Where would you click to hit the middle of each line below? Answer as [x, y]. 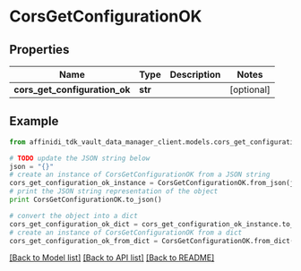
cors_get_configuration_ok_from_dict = [84, 241]
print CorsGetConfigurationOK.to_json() [86, 200]
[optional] [250, 89]
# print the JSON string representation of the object [114, 191]
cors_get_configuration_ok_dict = [74, 224]
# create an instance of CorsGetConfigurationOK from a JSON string [140, 175]
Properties [39, 50]
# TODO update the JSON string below [80, 158]
